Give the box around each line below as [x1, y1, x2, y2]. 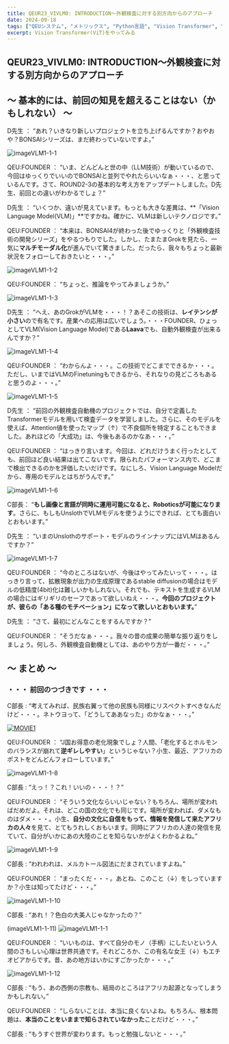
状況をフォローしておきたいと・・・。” [7, 252, 115, 260]
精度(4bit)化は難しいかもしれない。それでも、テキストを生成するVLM [25, 585, 221, 594]
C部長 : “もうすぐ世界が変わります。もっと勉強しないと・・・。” [7, 1030, 186, 1039]
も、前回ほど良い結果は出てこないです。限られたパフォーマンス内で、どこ [7, 455, 215, 463]
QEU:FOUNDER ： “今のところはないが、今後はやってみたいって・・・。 [7, 568, 212, 576]
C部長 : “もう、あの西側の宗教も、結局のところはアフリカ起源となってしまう [7, 984, 222, 992]
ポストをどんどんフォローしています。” [7, 755, 114, 764]
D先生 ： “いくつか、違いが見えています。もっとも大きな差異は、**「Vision [7, 204, 220, 212]
